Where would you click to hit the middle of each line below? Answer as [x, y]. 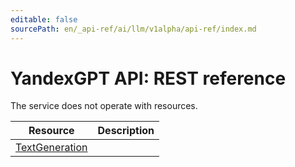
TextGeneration [51, 148]
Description [126, 131]
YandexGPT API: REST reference [148, 78]
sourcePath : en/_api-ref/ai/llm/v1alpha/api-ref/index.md [133, 29]
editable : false [44, 19]
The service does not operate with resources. [104, 106]
